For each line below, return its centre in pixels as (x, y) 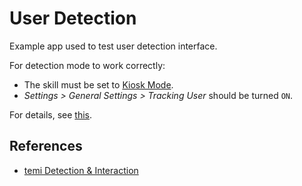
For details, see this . (51, 114)
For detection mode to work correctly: (87, 65)
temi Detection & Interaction (81, 170)
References (46, 146)
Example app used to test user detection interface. (113, 46)
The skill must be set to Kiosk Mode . (98, 84)
